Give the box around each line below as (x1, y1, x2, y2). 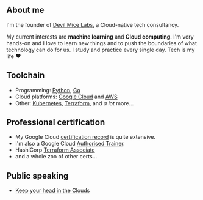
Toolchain (6, 70, 45, 81)
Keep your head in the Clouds (15, 187, 90, 194)
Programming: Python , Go (15, 86, 81, 94)
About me (6, 5, 45, 15)
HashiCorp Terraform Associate (15, 146, 96, 154)
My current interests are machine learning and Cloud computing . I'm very (6, 33, 194, 40)
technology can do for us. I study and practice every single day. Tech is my (6, 46, 195, 53)
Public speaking (6, 171, 69, 181)
